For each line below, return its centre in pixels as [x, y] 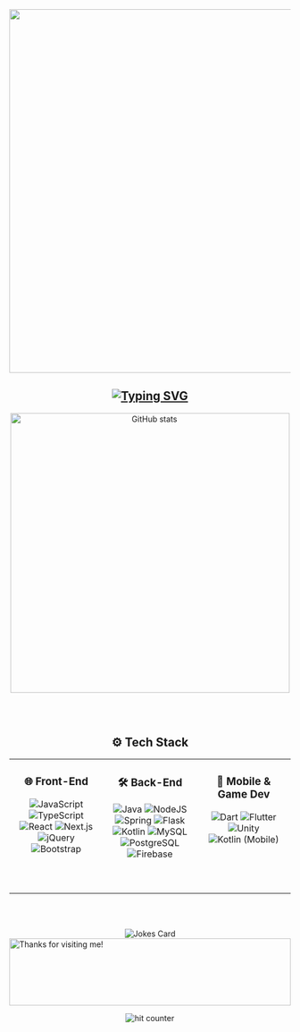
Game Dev [244, 795]
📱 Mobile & [244, 781]
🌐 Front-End [56, 781]
